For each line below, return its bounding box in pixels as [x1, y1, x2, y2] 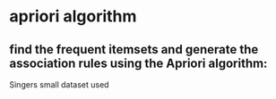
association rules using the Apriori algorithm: [9, 55, 268, 70]
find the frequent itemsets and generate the [9, 42, 259, 57]
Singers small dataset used [9, 79, 109, 90]
